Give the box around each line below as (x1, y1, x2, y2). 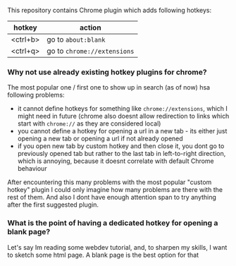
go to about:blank (46, 35, 106, 44)
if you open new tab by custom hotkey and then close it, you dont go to (17, 142, 225, 150)
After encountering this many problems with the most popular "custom (7, 178, 212, 186)
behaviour (17, 164, 47, 173)
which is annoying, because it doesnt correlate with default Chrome (17, 157, 215, 165)
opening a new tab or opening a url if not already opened (17, 134, 183, 143)
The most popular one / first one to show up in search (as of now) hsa (7, 83, 210, 92)
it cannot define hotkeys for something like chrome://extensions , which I (17, 104, 228, 113)
